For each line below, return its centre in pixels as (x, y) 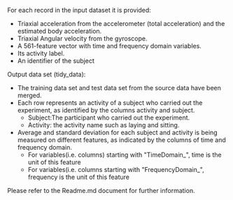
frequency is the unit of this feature (79, 177)
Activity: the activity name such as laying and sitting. (104, 125)
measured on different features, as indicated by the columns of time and (121, 140)
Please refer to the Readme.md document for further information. (101, 191)
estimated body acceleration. (59, 31)
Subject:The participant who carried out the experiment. (109, 117)
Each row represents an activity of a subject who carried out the (110, 103)
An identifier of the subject (56, 61)
